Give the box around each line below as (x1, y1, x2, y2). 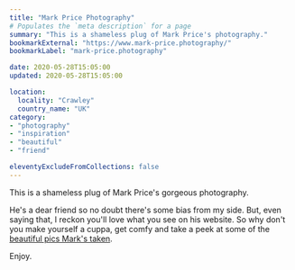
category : (9, 112, 47, 121)
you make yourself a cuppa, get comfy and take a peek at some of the (9, 223, 271, 234)
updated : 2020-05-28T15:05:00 (9, 71, 124, 81)
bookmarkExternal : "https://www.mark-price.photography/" (9, 38, 232, 48)
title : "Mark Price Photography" (9, 13, 135, 22)
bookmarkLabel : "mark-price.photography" (9, 47, 168, 56)
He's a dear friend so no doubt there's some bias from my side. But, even (9, 204, 282, 215)
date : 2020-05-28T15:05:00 (9, 63, 111, 72)
